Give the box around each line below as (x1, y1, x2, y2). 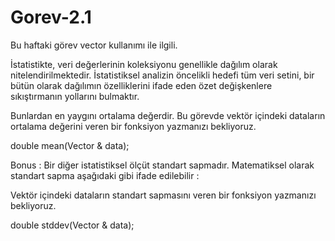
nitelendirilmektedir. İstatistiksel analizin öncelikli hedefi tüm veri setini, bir (10, 69, 315, 81)
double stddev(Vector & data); (10, 219, 135, 231)
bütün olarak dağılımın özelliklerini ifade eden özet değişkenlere (10, 79, 273, 91)
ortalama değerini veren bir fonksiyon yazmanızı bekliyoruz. (10, 120, 257, 132)
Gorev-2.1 (10, 6, 92, 29)
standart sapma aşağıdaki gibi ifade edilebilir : (10, 169, 200, 181)
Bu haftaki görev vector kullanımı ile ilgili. (10, 39, 178, 51)
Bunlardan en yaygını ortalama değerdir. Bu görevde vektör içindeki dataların (10, 109, 326, 121)
